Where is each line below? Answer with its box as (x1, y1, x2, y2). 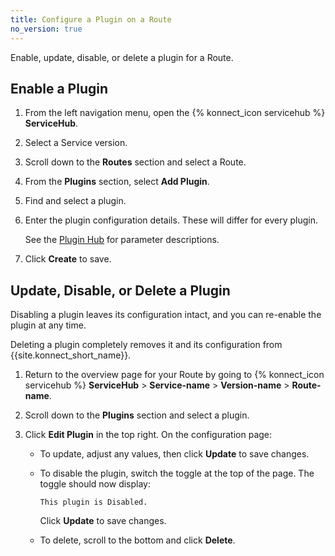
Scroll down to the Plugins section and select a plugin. (24, 409, 250, 421)
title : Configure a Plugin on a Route (10, 14, 172, 25)
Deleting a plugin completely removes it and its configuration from (10, 339, 283, 351)
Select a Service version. (24, 137, 128, 149)
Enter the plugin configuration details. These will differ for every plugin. (24, 214, 318, 226)
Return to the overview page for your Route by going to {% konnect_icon (24, 369, 325, 381)
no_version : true (10, 24, 83, 34)
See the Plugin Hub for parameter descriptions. (24, 234, 220, 246)
